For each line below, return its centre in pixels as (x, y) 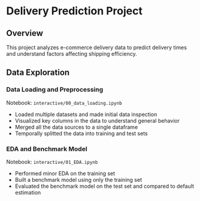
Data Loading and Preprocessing (55, 90)
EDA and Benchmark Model (47, 149)
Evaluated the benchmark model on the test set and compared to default (104, 186)
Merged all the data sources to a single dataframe (76, 127)
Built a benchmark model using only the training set (78, 179)
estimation (28, 192)
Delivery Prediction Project (74, 11)
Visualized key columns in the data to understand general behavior (97, 120)
